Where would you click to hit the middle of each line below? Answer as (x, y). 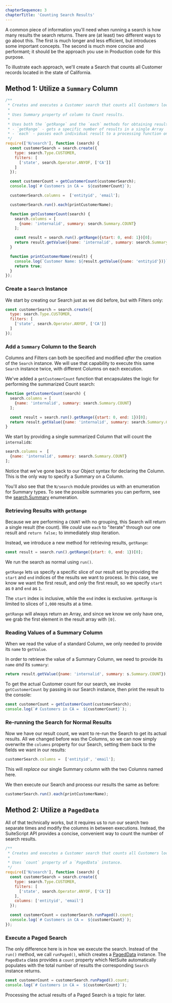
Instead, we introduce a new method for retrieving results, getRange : (77, 543)
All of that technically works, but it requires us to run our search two (77, 822)
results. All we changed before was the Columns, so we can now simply (81, 739)
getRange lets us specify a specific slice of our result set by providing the (82, 572)
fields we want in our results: (36, 750)
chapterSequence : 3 (26, 10)
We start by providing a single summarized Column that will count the (79, 437)
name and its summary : (27, 665)
